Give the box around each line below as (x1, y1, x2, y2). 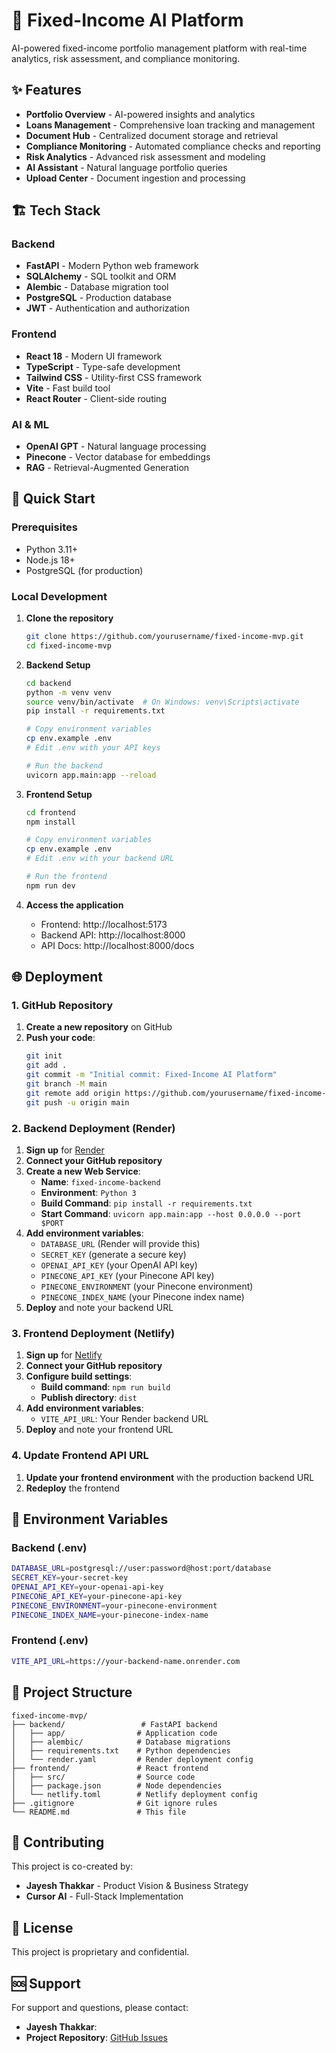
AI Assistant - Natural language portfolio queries (25, 161, 228, 173)
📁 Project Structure (11, 1684, 133, 1701)
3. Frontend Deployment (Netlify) (11, 1326, 176, 1340)
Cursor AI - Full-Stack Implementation (25, 1890, 184, 1903)
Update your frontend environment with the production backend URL (25, 1471, 315, 1483)
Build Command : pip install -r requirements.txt (40, 1197, 253, 1209)
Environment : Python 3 (40, 1187, 137, 1198)
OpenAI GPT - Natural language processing (25, 440, 207, 453)
